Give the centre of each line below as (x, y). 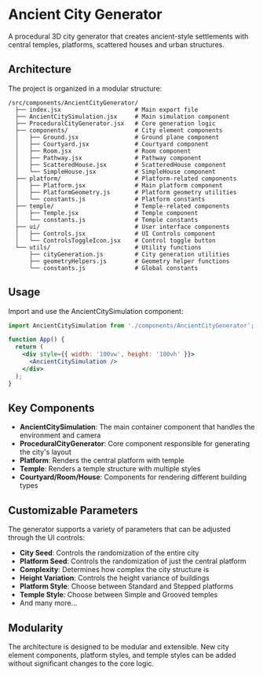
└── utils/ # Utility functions (108, 247)
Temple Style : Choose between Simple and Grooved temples (119, 595)
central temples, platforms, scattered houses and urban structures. (117, 44)
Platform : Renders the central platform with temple (102, 460)
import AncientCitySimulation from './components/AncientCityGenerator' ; (131, 325)
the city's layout (46, 452)
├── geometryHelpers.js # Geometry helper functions (129, 261)
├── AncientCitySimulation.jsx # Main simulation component (122, 116)
